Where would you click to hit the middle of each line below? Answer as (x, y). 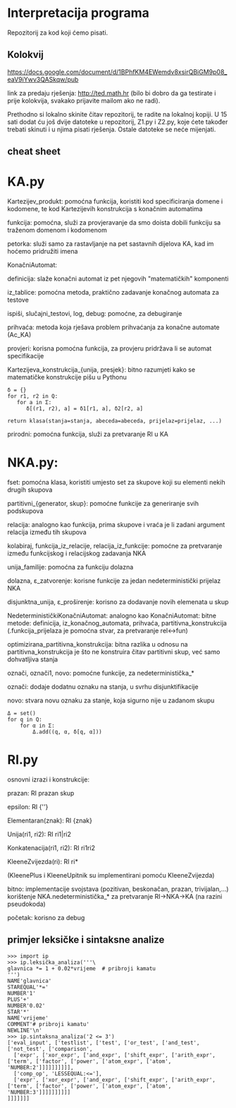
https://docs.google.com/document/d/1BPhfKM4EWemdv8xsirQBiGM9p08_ (117, 71)
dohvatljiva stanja (33, 659)
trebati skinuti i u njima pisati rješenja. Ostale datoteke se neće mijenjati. (112, 129)
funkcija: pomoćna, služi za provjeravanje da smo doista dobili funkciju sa (114, 223)
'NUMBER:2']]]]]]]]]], (41, 1067)
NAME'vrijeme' (28, 1018)
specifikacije (26, 356)
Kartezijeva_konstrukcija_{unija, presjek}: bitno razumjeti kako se (101, 370)
